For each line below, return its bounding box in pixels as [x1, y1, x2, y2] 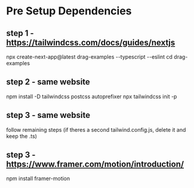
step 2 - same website [6, 77, 91, 87]
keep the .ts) [6, 132, 38, 140]
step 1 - [6, 28, 34, 38]
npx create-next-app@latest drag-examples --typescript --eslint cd [6, 53, 173, 60]
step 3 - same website [6, 110, 91, 120]
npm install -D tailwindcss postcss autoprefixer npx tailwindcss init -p [6, 93, 177, 100]
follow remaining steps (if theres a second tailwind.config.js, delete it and [6, 126, 186, 133]
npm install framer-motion [6, 175, 70, 182]
